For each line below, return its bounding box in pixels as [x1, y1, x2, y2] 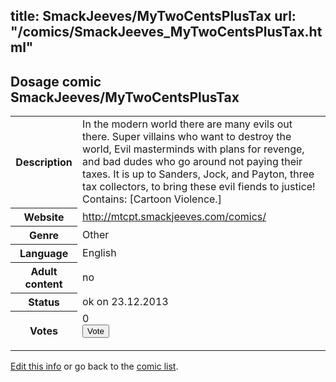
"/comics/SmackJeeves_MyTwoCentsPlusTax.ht [10, 24, 323, 41]
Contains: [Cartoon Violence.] [82, 192, 222, 206]
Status [28, 295, 60, 309]
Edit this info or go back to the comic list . [10, 360, 179, 373]
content [24, 277, 63, 291]
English [82, 245, 117, 259]
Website [23, 210, 65, 224]
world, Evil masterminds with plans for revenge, [82, 142, 305, 156]
